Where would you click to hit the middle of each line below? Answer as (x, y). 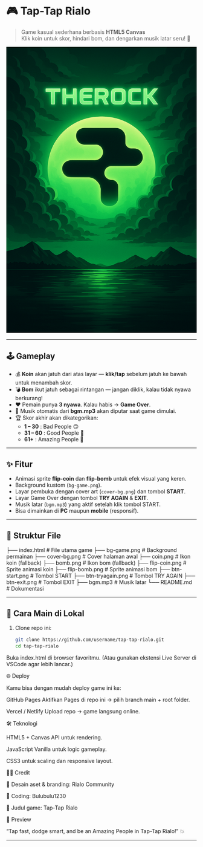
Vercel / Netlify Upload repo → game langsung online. (73, 711)
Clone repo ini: (33, 628)
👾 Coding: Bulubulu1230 (36, 796)
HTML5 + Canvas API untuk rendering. (54, 737)
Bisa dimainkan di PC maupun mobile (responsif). (77, 511)
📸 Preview (19, 819)
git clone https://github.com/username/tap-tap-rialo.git (89, 640)
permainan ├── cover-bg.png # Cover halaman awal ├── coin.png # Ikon (98, 557)
